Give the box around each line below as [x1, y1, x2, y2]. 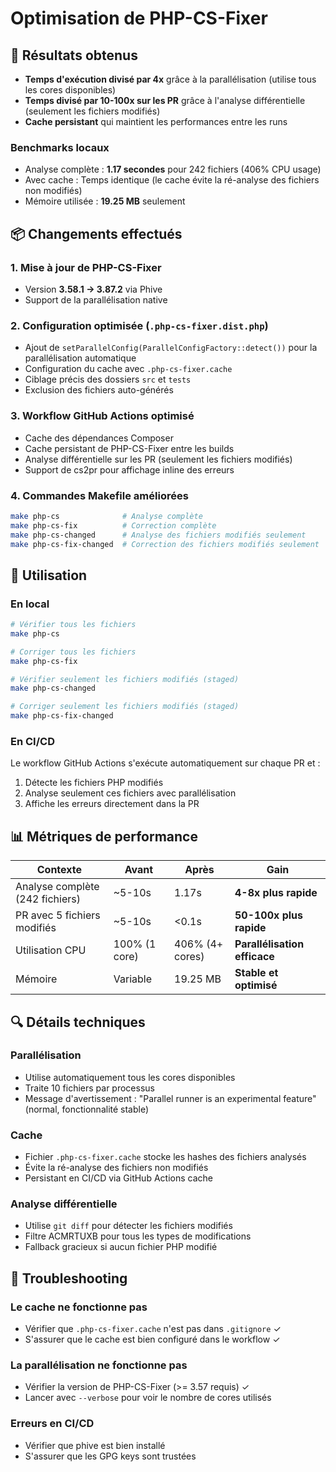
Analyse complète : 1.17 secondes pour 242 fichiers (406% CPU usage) [24, 163, 322, 176]
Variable [113, 972, 152, 986]
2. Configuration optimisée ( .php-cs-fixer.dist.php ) [10, 318, 269, 332]
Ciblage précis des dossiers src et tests [24, 373, 192, 386]
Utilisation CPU [15, 943, 87, 957]
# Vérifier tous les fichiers [10, 620, 137, 630]
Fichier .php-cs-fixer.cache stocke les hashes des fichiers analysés [24, 1151, 307, 1163]
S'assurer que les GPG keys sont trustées [24, 1450, 197, 1462]
